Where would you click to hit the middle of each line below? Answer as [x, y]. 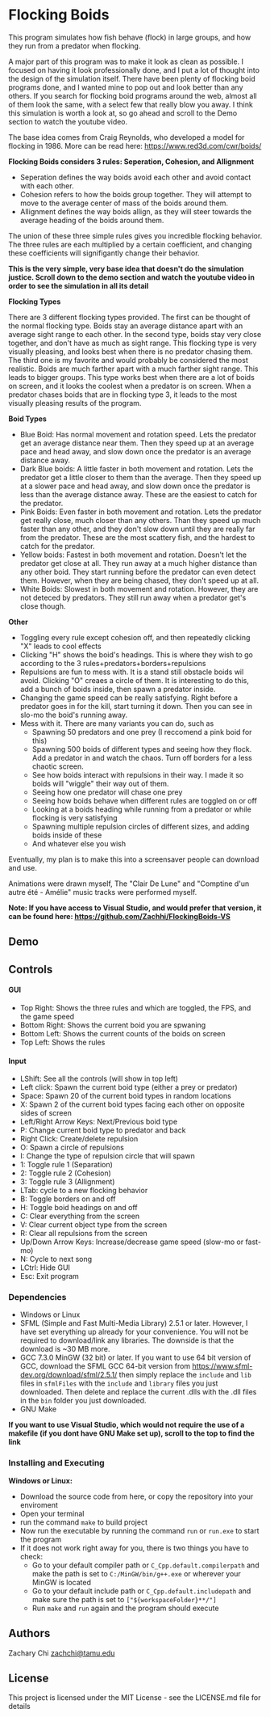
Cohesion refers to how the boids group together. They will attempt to [136, 194]
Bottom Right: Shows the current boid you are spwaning [113, 1025]
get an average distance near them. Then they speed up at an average [137, 443]
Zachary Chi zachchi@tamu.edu [62, 1653]
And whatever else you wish [79, 843]
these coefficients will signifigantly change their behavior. [104, 253]
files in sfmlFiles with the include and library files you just [119, 1383]
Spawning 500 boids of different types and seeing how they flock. [142, 749]
